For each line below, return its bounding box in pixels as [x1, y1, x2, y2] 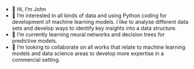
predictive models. [11, 37, 58, 44]
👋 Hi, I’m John [11, 6, 46, 12]
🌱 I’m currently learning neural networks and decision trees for [11, 31, 165, 38]
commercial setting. [11, 57, 61, 63]
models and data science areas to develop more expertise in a [11, 50, 164, 57]
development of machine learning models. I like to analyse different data [11, 18, 189, 25]
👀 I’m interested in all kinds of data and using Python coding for [11, 12, 167, 19]
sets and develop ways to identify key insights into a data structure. [11, 24, 177, 32]
